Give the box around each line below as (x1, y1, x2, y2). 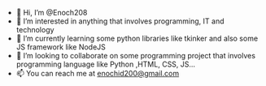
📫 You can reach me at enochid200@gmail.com (15, 69, 180, 78)
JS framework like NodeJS (15, 42, 106, 52)
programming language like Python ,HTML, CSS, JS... (15, 59, 196, 69)
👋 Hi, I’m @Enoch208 (15, 8, 88, 17)
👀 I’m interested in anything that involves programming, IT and (15, 16, 225, 26)
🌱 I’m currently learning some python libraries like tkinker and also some (15, 33, 259, 43)
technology (15, 25, 55, 34)
